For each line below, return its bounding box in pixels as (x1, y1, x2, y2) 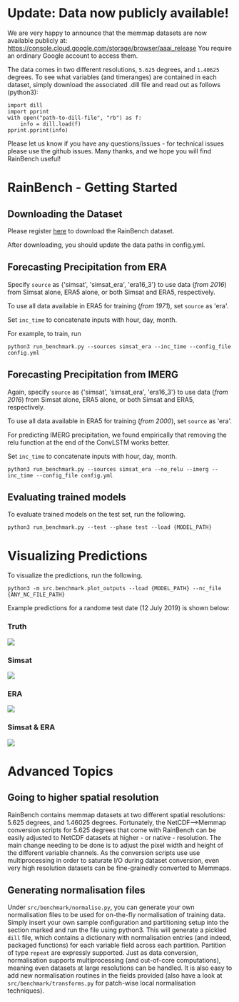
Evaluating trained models (7, 491, 126, 503)
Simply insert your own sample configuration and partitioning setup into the (7, 918, 230, 927)
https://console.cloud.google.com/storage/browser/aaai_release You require (7, 44, 232, 52)
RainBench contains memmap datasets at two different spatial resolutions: (7, 810, 226, 819)
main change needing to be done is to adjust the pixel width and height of (7, 841, 224, 849)
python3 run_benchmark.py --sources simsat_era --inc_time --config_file (7, 343, 232, 350)
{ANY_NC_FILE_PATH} (7, 591, 66, 599)
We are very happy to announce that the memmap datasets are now (7, 29, 207, 37)
